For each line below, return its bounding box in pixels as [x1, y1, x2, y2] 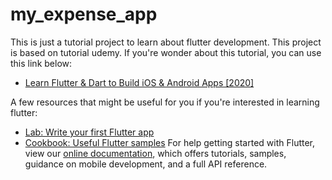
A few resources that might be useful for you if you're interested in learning [10, 96, 320, 108]
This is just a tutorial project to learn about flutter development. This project [10, 36, 322, 48]
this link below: [10, 57, 73, 69]
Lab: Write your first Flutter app [24, 126, 155, 138]
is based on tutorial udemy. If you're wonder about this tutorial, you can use [10, 46, 322, 58]
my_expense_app [10, 3, 158, 26]
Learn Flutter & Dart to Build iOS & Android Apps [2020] [24, 76, 255, 88]
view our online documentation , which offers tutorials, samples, [24, 147, 287, 159]
